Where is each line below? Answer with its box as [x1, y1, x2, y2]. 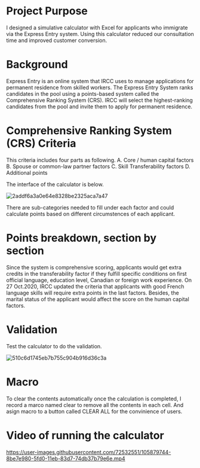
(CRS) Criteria [6, 136, 76, 150]
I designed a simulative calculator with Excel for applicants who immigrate [6, 24, 188, 31]
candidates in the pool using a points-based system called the [6, 90, 159, 97]
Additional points [6, 169, 48, 176]
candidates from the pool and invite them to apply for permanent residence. [6, 103, 193, 110]
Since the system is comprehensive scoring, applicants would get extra [6, 263, 182, 271]
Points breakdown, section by [6, 232, 157, 245]
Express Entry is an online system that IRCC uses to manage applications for [6, 77, 194, 84]
